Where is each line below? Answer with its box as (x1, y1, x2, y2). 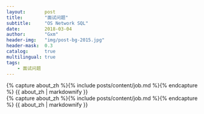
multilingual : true (6, 54, 56, 60)
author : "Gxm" (6, 32, 59, 38)
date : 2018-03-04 (6, 25, 72, 32)
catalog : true (6, 49, 56, 55)
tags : (6, 59, 20, 65)
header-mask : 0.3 (6, 43, 53, 49)
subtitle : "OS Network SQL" (6, 20, 88, 26)
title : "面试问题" (6, 15, 69, 21)
